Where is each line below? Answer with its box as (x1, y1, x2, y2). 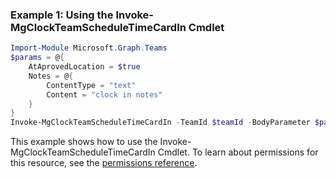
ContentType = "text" (46, 80, 137, 90)
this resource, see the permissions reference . (10, 157, 198, 169)
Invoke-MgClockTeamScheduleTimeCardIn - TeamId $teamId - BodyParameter (10, 118, 311, 128)
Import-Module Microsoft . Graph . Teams (10, 43, 168, 53)
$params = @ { (10, 53, 65, 63)
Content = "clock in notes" (46, 89, 163, 100)
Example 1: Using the (10, 8, 114, 22)
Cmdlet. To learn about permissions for (157, 146, 319, 158)
